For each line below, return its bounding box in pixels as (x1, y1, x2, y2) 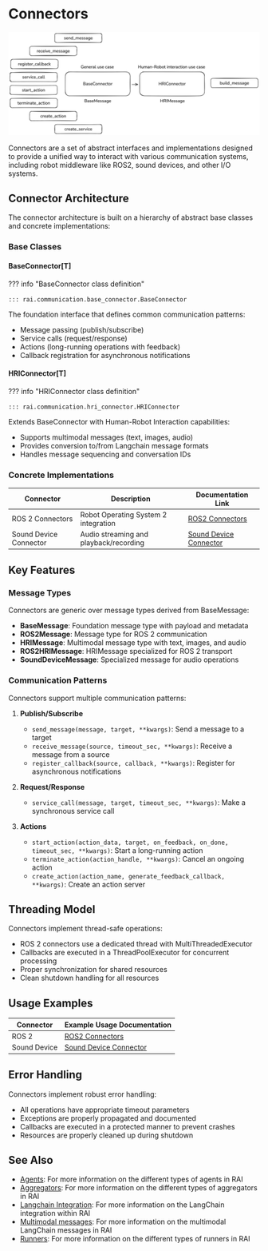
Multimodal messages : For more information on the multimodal (19, 1217, 227, 1227)
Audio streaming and (80, 529, 149, 540)
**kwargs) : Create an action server (31, 879, 146, 889)
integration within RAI (19, 1209, 91, 1218)
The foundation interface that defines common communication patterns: (8, 309, 246, 319)
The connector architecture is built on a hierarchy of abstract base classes (8, 213, 254, 222)
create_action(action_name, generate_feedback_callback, (31, 872, 226, 880)
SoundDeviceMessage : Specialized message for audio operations (19, 655, 239, 664)
